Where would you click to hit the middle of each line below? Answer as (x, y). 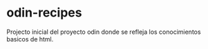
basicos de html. (30, 39)
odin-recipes (44, 13)
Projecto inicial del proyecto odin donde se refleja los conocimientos (104, 32)
